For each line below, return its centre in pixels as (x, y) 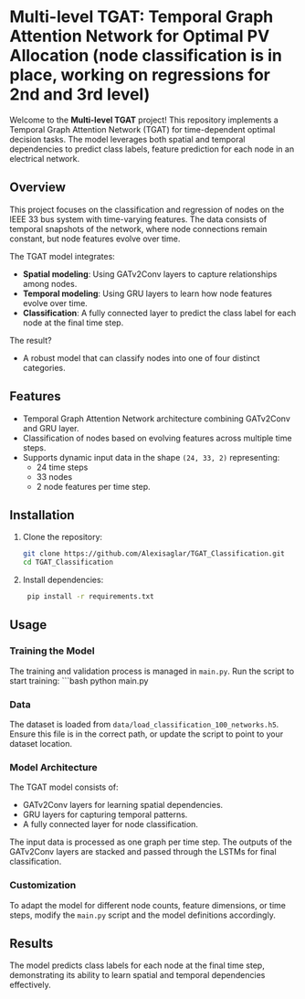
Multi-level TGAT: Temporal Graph (142, 17)
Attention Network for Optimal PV (140, 36)
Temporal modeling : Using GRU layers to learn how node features (147, 293)
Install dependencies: (63, 580)
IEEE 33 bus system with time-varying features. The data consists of (138, 219)
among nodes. (50, 283)
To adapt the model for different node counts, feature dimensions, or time (147, 905)
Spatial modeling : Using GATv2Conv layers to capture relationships (150, 274)
